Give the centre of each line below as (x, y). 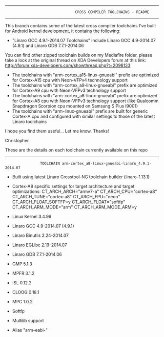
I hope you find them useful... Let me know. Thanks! (57, 131)
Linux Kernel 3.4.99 (32, 216)
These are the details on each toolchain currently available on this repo (76, 150)
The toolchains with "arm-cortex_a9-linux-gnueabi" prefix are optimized (85, 85)
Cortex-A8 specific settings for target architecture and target (73, 186)
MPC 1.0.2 (22, 302)
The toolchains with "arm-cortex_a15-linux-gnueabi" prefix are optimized (85, 75)
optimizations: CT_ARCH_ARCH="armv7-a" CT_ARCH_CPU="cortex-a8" (84, 191)
